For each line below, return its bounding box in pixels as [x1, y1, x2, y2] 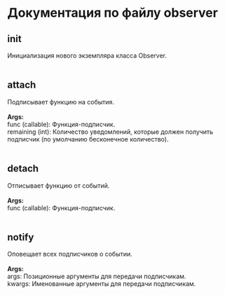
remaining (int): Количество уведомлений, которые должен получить [7, 128, 214, 136]
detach [7, 163, 39, 174]
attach [7, 79, 36, 91]
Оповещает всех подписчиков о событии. [7, 250, 133, 259]
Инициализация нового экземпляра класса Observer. [7, 51, 167, 60]
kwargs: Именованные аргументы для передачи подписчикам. [7, 280, 196, 288]
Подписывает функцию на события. [7, 97, 114, 106]
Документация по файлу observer [7, 5, 219, 21]
